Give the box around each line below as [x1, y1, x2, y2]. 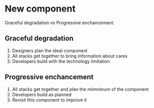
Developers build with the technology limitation [12, 58, 110, 64]
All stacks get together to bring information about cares [12, 53, 128, 59]
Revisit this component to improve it [12, 96, 87, 103]
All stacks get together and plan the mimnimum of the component [12, 86, 149, 92]
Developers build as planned [12, 91, 72, 97]
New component [5, 3, 76, 15]
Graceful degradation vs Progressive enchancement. [5, 20, 115, 26]
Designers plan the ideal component [12, 47, 88, 53]
